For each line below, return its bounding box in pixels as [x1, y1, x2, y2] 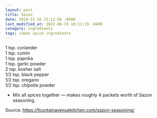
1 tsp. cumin [5, 50, 30, 56]
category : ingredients [5, 26, 53, 31]
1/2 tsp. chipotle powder [5, 82, 56, 88]
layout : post [5, 7, 33, 13]
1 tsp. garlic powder [5, 61, 46, 67]
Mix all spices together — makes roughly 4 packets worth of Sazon [12, 92, 152, 98]
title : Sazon [5, 12, 33, 17]
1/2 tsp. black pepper [5, 72, 49, 77]
